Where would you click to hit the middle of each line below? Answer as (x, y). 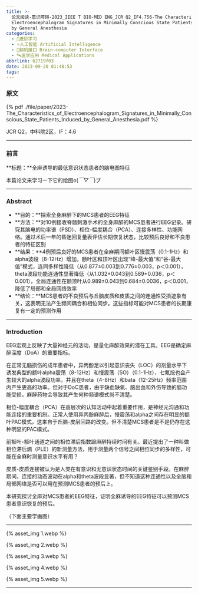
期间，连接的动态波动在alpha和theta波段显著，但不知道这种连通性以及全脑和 (99, 476)
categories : (21, 34)
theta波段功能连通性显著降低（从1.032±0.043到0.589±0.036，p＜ (95, 274)
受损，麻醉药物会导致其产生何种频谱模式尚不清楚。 (73, 395)
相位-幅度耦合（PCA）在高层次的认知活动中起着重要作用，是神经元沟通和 (95, 407)
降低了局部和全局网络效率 (46, 289)
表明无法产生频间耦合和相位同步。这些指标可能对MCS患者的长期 (108, 303)
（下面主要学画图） (29, 516)
